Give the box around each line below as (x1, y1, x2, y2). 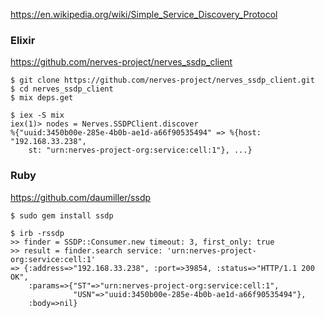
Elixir (10, 33, 36, 47)
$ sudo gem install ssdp (10, 210, 114, 221)
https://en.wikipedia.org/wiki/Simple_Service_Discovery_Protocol (10, 9, 278, 20)
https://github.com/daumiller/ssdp (10, 191, 152, 203)
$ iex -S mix (10, 110, 65, 121)
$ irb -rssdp (10, 228, 65, 238)
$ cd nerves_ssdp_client (10, 84, 114, 94)
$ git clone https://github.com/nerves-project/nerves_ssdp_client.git (10, 75, 315, 86)
